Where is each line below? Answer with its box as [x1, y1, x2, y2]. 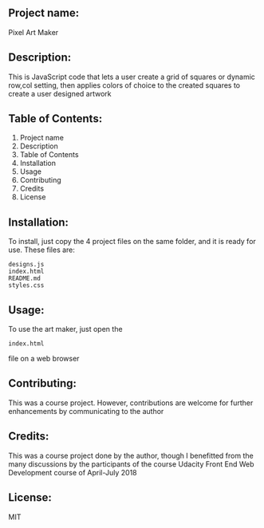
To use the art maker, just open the [8, 325, 123, 334]
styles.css [8, 282, 45, 290]
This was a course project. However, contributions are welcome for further [8, 398, 254, 408]
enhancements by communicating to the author [8, 406, 164, 416]
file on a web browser [8, 354, 80, 364]
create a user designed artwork [8, 89, 112, 98]
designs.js [8, 261, 45, 269]
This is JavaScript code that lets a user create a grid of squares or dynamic [8, 72, 255, 81]
